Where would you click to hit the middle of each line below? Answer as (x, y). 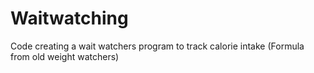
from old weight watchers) (65, 56)
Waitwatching (69, 18)
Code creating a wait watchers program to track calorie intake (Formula (157, 46)
